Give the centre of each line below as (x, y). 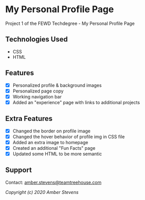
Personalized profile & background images (57, 85)
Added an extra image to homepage (50, 142)
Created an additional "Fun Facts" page (54, 148)
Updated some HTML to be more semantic (57, 154)
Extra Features (29, 119)
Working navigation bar (37, 96)
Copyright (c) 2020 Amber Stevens (42, 192)
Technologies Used (36, 39)
